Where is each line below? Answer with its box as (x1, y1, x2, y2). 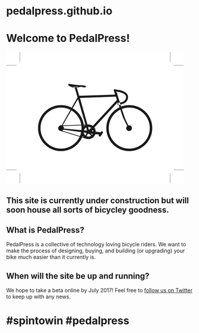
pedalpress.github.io (6, 4, 112, 18)
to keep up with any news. (6, 293, 71, 300)
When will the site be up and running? (6, 271, 150, 281)
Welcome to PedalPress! (6, 32, 130, 45)
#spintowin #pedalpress (6, 314, 130, 328)
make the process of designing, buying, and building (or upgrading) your (6, 247, 185, 255)
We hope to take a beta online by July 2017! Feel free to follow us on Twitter (6, 287, 193, 294)
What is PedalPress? (6, 225, 85, 235)
